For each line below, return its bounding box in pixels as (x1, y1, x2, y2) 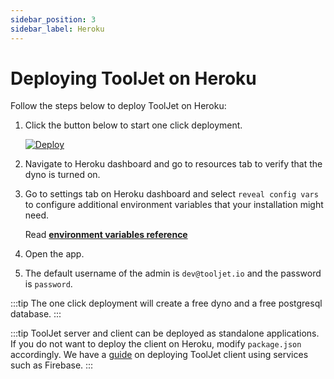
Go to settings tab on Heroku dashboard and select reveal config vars (24, 188, 319, 200)
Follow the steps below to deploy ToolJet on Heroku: (10, 100, 227, 112)
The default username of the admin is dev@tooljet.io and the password (24, 267, 322, 280)
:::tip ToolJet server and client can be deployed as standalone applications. (10, 327, 320, 340)
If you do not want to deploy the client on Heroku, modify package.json (10, 338, 302, 350)
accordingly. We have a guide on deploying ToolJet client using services (10, 349, 309, 361)
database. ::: (10, 308, 62, 320)
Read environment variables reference (24, 229, 188, 241)
